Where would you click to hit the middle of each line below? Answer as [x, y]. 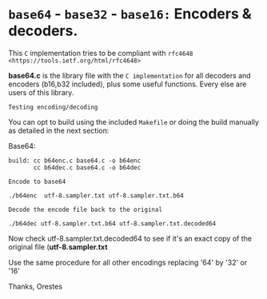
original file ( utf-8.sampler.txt [58, 247]
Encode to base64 [37, 181]
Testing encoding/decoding [53, 107]
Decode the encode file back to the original [85, 209]
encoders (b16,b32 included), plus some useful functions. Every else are [128, 84]
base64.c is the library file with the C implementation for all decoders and [130, 75]
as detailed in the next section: [59, 130]
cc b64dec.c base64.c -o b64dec [87, 167]
